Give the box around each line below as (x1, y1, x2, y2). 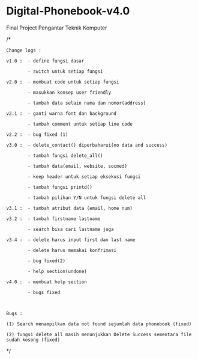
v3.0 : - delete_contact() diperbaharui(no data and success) (6, 142, 168, 148)
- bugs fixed (28, 289, 61, 295)
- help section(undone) (28, 268, 87, 274)
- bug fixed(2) (28, 257, 66, 264)
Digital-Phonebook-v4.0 (6, 4, 130, 18)
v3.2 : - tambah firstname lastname (6, 215, 101, 222)
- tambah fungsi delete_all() (28, 152, 103, 159)
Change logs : (6, 47, 42, 54)
